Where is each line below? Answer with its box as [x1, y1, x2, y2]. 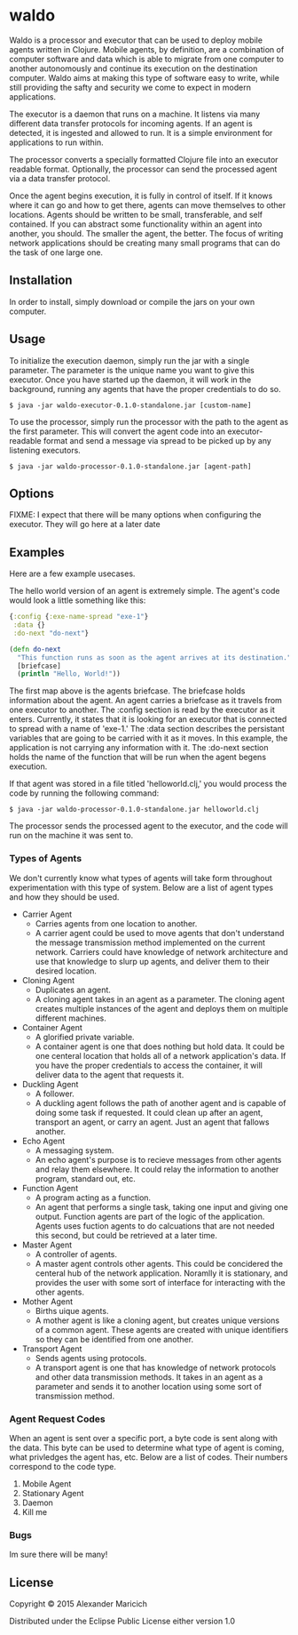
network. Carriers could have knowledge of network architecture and [35, 946, 288, 957]
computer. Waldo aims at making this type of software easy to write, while [9, 72, 279, 83]
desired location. [35, 966, 98, 976]
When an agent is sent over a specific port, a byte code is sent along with [9, 1432, 278, 1443]
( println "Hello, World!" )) [17, 669, 122, 678]
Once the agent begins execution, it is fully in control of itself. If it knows [9, 190, 273, 201]
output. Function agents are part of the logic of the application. [35, 1211, 265, 1222]
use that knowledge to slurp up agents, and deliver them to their [35, 956, 271, 966]
